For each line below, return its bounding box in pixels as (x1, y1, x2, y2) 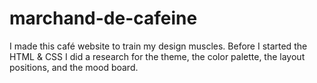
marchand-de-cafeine (9, 7, 198, 30)
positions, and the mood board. (9, 61, 139, 73)
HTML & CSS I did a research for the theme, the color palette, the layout (9, 50, 306, 62)
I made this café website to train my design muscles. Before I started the (9, 40, 308, 52)
